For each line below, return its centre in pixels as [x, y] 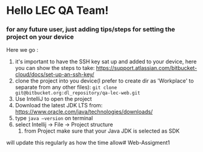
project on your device [40, 37]
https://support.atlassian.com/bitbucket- [147, 68]
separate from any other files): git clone [66, 87]
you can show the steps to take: [55, 68]
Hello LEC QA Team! [58, 11]
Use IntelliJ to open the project [53, 99]
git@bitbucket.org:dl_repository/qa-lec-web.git [78, 93]
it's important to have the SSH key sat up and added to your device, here [106, 62]
